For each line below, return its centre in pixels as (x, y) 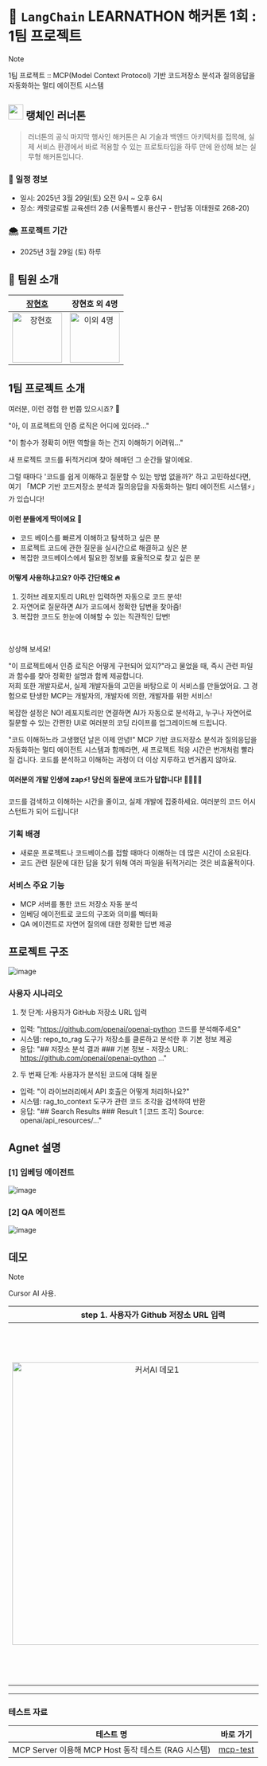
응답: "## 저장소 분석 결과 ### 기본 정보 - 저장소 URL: (104, 1049)
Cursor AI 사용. (32, 1293)
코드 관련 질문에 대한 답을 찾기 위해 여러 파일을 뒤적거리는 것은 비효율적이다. (137, 863)
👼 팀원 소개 (34, 279)
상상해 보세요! (30, 649)
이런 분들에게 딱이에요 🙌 (45, 518)
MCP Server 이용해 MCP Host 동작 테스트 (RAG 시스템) (112, 1750)
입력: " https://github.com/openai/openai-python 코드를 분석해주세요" (130, 1029)
